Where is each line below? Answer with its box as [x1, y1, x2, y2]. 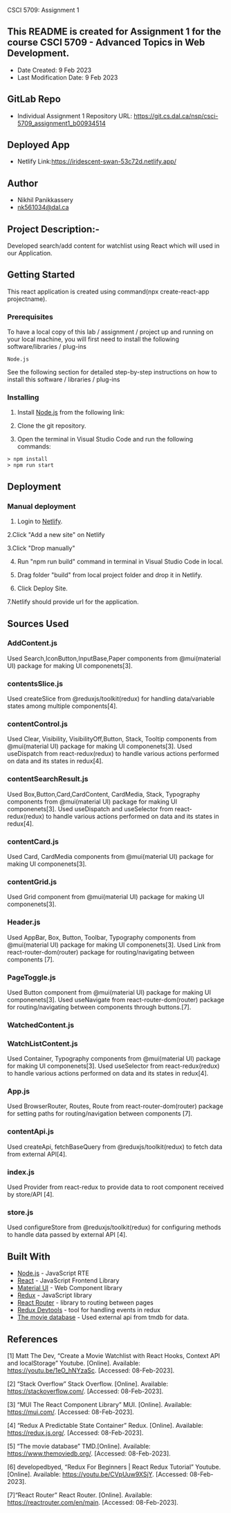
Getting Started [7, 269, 75, 281]
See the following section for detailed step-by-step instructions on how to [7, 368, 218, 377]
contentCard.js [7, 837, 59, 846]
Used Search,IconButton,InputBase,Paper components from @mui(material [7, 654, 221, 662]
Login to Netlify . [17, 517, 63, 525]
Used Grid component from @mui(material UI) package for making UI [7, 893, 205, 901]
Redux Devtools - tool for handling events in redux [17, 1306, 161, 1314]
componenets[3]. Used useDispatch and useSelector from [7, 804, 174, 813]
